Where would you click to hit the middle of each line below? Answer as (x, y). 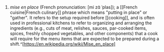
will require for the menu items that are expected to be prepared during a (84, 39)
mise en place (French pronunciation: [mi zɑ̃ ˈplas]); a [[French (74, 7)
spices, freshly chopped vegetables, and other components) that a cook (84, 33)
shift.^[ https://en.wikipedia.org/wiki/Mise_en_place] (63, 44)
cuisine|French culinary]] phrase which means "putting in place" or (79, 12)
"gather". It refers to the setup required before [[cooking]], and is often (82, 18)
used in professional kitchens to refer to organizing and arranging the (81, 23)
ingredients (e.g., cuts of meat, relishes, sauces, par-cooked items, (79, 28)
